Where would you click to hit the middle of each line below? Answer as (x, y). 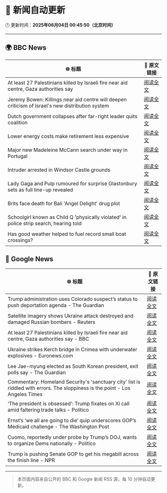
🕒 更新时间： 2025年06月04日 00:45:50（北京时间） (60, 25)
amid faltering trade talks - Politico (48, 410)
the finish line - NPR (31, 460)
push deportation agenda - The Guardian (56, 305)
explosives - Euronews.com (41, 356)
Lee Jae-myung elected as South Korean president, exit (73, 366)
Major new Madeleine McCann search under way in (68, 150)
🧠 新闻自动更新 (35, 10)
